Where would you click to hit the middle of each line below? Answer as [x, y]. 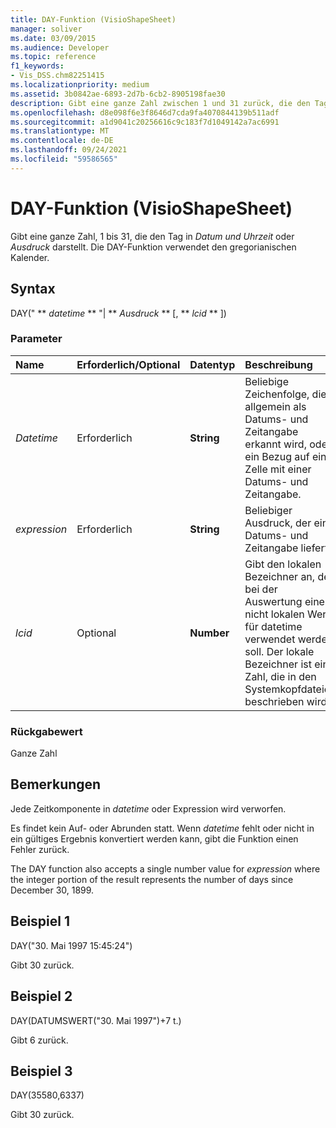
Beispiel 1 [40, 921]
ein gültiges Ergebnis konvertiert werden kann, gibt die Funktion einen [154, 838]
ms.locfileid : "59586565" [64, 159]
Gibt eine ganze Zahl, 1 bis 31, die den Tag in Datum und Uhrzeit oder [152, 236]
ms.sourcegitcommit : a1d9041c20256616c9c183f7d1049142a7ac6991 [145, 122]
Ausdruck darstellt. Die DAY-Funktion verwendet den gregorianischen [153, 247]
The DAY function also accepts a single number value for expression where [165, 868]
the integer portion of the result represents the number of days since [152, 879]
